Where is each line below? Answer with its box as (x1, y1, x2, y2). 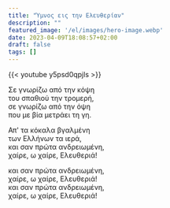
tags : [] (8, 48, 37, 56)
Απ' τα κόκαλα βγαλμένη (8, 125, 91, 135)
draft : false (8, 41, 51, 49)
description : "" (8, 19, 61, 27)
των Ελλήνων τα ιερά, (8, 134, 83, 143)
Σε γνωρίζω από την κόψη (8, 85, 95, 95)
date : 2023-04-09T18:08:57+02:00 (8, 33, 118, 42)
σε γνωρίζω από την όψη (8, 102, 91, 111)
